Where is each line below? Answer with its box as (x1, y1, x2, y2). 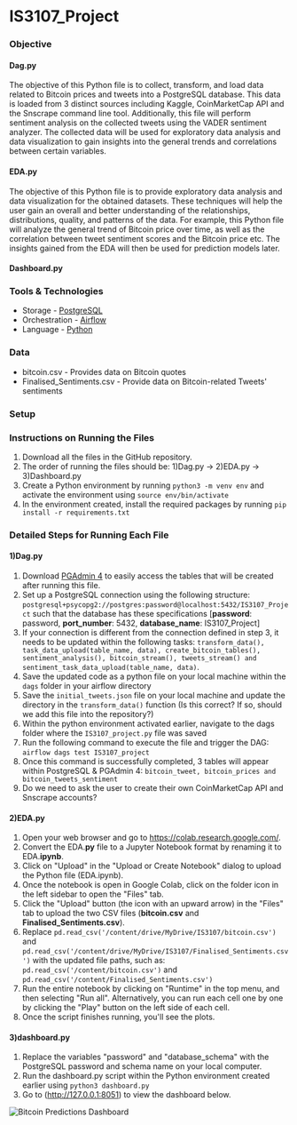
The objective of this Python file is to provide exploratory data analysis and (9, 186, 283, 196)
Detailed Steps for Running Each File (9, 529, 169, 541)
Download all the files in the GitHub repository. (21, 451, 192, 462)
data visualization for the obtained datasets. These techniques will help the (9, 195, 283, 206)
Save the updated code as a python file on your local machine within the (21, 671, 286, 682)
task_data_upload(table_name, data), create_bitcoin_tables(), (21, 646, 262, 655)
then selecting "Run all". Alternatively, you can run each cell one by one (21, 993, 284, 1003)
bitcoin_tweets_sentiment (21, 775, 118, 784)
